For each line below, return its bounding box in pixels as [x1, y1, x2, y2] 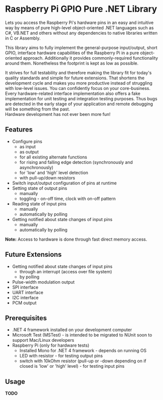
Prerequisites [5, 314, 47, 322]
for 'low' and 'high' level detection [19, 170, 89, 176]
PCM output [12, 300, 37, 306]
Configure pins [12, 138, 43, 144]
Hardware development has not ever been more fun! [5, 111, 111, 117]
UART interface [12, 289, 44, 295]
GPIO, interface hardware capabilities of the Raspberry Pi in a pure [5, 50, 140, 56]
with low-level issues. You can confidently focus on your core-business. [5, 85, 151, 91]
